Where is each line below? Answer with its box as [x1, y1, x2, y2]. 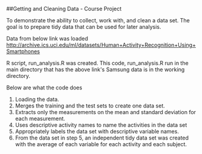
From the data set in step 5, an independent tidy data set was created [15, 134, 189, 141]
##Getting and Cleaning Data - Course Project [6, 5, 122, 12]
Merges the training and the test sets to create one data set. [15, 102, 165, 109]
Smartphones [6, 48, 41, 55]
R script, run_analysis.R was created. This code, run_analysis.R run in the [6, 60, 189, 66]
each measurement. [15, 115, 66, 122]
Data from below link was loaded [6, 35, 89, 42]
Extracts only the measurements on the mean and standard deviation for [15, 109, 196, 115]
